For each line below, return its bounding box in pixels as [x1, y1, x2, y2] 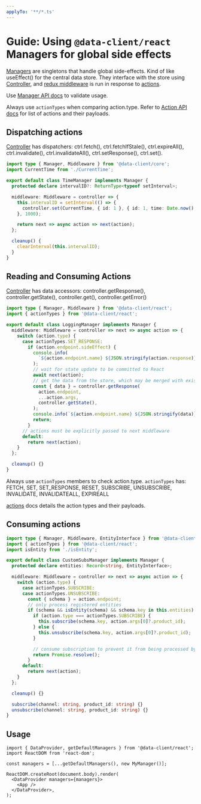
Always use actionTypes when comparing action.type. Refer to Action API [6, 103, 187, 111]
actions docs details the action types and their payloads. [6, 502, 145, 509]
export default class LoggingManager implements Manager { [6, 322, 157, 328]
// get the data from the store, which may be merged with [32, 377, 184, 383]
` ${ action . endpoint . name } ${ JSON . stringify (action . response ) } [38, 355, 197, 361]
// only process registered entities [28, 601, 121, 608]
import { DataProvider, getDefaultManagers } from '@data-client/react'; [6, 745, 194, 751]
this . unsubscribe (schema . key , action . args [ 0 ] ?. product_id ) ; [38, 629, 191, 636]
